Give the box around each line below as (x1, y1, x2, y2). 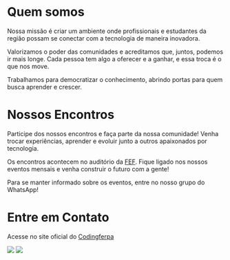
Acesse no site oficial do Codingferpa (7, 232, 114, 241)
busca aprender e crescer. (7, 83, 83, 91)
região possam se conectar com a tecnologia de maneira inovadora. (7, 34, 200, 42)
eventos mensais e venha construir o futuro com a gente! (7, 164, 169, 173)
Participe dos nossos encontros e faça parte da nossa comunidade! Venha (7, 129, 219, 138)
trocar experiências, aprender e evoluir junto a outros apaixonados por (7, 137, 208, 145)
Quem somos (7, 4, 85, 20)
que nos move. (7, 62, 50, 70)
